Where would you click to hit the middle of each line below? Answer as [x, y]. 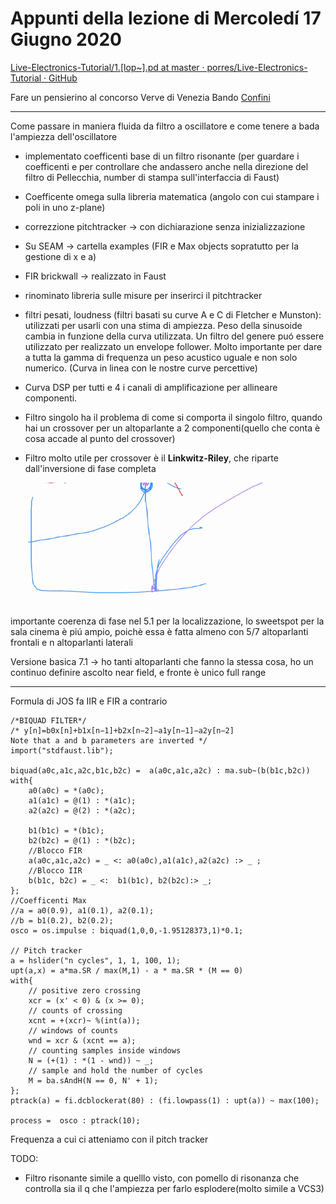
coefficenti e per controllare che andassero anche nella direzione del [166, 166]
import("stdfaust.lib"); [62, 751]
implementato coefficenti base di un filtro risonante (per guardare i [162, 156]
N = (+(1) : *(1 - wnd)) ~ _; [91, 1061]
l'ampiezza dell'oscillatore [64, 136]
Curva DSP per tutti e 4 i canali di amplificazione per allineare [151, 387]
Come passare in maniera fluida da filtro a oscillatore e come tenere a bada [165, 126]
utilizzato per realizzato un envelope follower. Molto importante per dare [173, 346]
